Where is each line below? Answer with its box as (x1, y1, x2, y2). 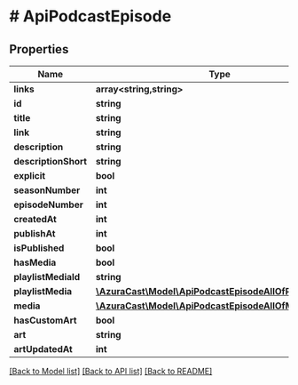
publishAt (13, 228, 56, 239)
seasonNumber (13, 184, 81, 197)
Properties (9, 42, 69, 57)
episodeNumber (13, 198, 84, 211)
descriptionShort (13, 156, 87, 167)
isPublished (13, 242, 65, 254)
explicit (13, 170, 46, 181)
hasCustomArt (13, 314, 77, 326)
